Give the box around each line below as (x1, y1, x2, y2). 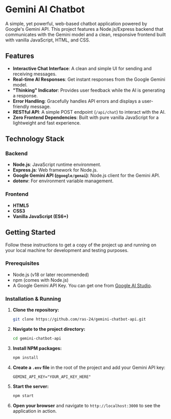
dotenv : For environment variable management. (12, 178, 114, 184)
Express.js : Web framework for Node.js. (12, 167, 98, 173)
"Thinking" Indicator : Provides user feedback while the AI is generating (12, 87, 165, 93)
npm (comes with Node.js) (12, 277, 69, 283)
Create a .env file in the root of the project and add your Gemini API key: (12, 364, 165, 370)
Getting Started (5, 228, 56, 237)
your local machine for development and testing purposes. (5, 247, 129, 253)
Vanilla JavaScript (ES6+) (12, 213, 69, 219)
